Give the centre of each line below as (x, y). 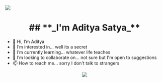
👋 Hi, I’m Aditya (28, 41)
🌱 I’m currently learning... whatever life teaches (61, 52)
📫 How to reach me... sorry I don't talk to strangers (66, 63)
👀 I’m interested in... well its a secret (50, 46)
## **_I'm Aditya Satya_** (85, 28)
